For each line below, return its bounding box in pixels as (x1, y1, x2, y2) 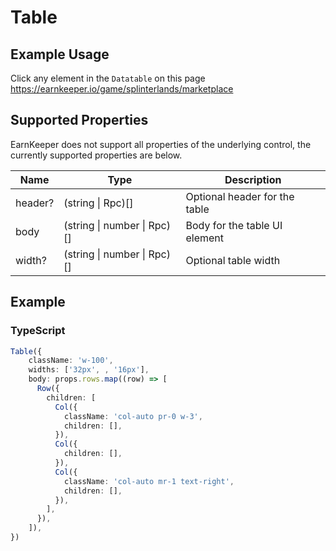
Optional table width (185, 253, 281, 267)
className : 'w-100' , (28, 356, 114, 366)
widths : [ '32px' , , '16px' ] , (28, 365, 150, 375)
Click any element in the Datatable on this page (10, 72, 206, 84)
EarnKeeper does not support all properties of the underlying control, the (10, 138, 312, 150)
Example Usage (10, 46, 110, 63)
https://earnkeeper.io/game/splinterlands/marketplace (10, 83, 234, 95)
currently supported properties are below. (10, 149, 183, 161)
